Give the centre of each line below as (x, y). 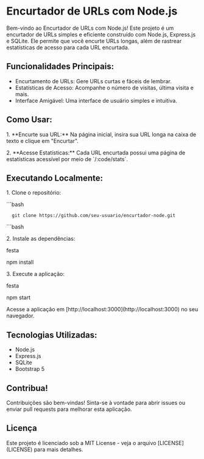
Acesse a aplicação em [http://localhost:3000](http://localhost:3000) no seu (102, 309)
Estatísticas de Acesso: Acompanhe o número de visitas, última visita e (104, 88)
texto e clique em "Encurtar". (43, 140)
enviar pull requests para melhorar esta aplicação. (69, 409)
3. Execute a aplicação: (36, 274)
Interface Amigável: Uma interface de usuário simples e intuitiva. (96, 100)
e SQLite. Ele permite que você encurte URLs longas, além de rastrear (94, 41)
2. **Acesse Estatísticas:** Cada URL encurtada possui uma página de (96, 153)
